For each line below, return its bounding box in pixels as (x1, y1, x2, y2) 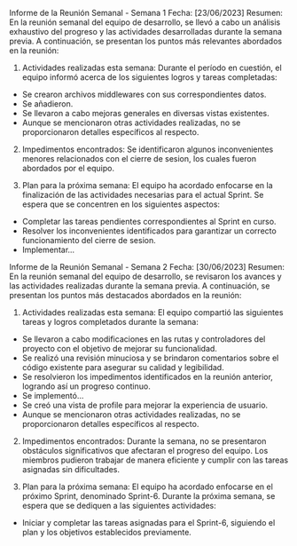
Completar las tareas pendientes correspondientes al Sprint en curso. (21, 217, 277, 226)
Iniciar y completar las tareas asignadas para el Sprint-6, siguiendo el (21, 518, 276, 527)
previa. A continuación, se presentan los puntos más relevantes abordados (9, 36, 282, 46)
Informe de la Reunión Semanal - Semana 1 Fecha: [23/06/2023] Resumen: (9, 8, 284, 18)
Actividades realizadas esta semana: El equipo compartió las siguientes (21, 307, 284, 318)
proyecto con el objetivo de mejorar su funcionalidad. (21, 344, 217, 353)
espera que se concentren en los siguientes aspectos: (21, 199, 220, 210)
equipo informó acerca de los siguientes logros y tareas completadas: (21, 72, 277, 83)
